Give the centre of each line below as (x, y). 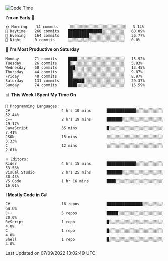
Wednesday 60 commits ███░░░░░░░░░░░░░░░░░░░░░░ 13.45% (75, 68)
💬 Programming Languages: (32, 106)
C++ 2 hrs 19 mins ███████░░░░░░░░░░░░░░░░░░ (84, 119)
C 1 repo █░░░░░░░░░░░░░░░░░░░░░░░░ (84, 231)
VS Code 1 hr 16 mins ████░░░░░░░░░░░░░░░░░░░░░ (84, 181)
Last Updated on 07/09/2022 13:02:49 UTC (50, 253)
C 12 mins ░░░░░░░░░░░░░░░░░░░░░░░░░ (84, 146)
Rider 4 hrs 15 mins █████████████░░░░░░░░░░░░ (84, 164)
